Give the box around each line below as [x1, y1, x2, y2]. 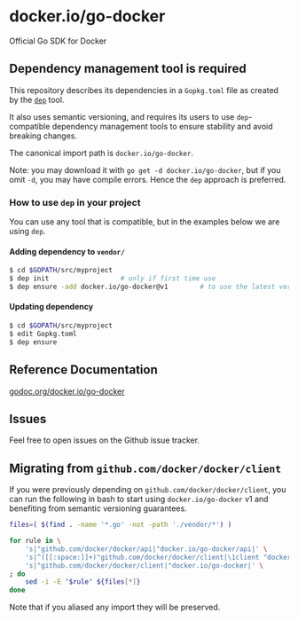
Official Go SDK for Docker [9, 35, 107, 46]
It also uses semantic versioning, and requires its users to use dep [9, 111, 249, 122]
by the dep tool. [9, 94, 65, 105]
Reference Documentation [9, 362, 158, 378]
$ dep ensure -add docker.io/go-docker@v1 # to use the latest [9, 282, 276, 291]
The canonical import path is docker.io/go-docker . [9, 147, 193, 158]
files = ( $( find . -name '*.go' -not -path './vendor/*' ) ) [9, 521, 232, 530]
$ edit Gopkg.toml [9, 329, 77, 338]
